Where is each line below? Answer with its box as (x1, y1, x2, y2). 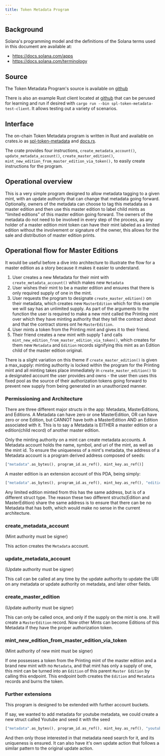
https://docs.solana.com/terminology (12, 58, 87, 64)
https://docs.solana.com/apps (12, 53, 74, 59)
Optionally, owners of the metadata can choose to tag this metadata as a (5, 201, 152, 207)
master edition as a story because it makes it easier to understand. (5, 265, 140, 271)
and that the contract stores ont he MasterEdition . (12, 321, 114, 327)
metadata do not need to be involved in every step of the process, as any (5, 217, 153, 223)
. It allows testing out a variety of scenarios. (29, 106, 118, 112)
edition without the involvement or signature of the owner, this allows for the (5, 227, 159, 233)
